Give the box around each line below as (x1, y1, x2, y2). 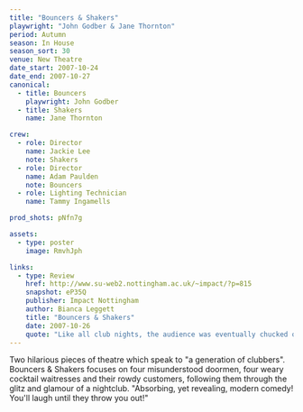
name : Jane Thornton (25, 114, 103, 123)
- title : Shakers (17, 105, 83, 114)
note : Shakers (25, 155, 78, 164)
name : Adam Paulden (25, 172, 99, 181)
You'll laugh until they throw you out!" (9, 393, 149, 404)
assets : (9, 230, 39, 239)
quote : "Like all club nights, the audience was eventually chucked (25, 330, 289, 339)
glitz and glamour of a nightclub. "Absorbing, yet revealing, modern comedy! (9, 383, 294, 394)
